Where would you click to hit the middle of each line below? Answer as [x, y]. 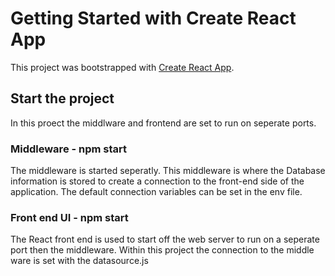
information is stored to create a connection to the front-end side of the [157, 181]
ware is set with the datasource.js [79, 261]
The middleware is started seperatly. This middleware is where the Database [168, 171]
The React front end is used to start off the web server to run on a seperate [165, 239]
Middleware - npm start [69, 149]
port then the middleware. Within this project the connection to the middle [162, 250]
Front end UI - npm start [69, 217]
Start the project [62, 98]
